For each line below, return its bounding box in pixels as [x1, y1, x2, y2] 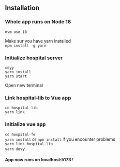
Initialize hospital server [5, 54, 63, 61]
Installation [5, 4, 40, 12]
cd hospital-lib [5, 105, 38, 111]
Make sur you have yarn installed [5, 38, 71, 44]
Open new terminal [5, 82, 43, 88]
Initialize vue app [5, 121, 46, 128]
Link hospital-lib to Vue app [5, 94, 71, 101]
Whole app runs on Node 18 [5, 18, 71, 25]
